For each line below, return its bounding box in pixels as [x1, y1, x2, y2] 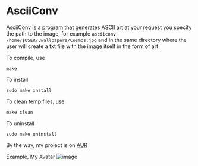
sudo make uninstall [6, 131, 58, 137]
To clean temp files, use [6, 98, 65, 105]
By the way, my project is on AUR [6, 141, 88, 149]
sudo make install [6, 87, 52, 93]
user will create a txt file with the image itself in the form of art [6, 43, 159, 50]
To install [6, 76, 29, 83]
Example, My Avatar [6, 153, 55, 160]
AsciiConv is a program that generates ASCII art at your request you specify [6, 24, 192, 31]
